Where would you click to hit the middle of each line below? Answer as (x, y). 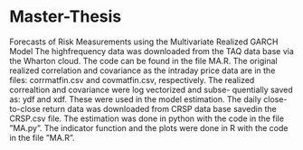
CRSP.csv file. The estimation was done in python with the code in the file (147, 118)
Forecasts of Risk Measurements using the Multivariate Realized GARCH (144, 42)
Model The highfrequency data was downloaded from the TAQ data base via (151, 51)
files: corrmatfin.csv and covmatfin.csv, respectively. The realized (132, 80)
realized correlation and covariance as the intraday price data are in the (142, 70)
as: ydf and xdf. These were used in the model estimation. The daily (136, 99)
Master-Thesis (66, 17)
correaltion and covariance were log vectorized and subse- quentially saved (151, 89)
